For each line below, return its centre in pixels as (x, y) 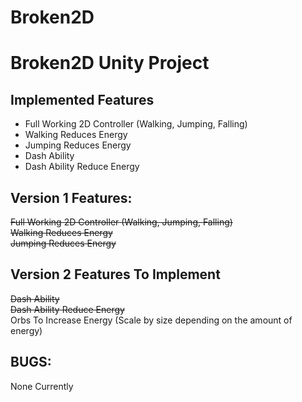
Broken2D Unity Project (110, 63)
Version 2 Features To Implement (115, 274)
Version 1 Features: (71, 197)
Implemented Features (82, 99)
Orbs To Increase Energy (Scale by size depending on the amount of (151, 320)
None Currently (42, 386)
